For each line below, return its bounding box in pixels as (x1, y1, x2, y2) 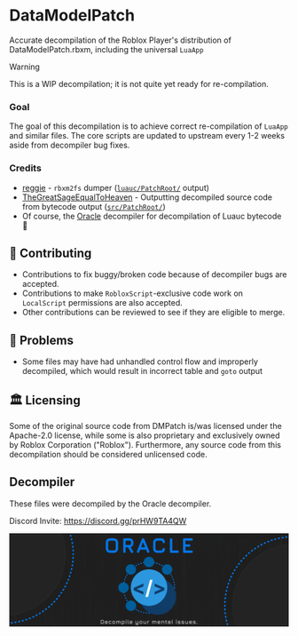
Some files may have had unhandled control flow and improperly (21, 356, 259, 367)
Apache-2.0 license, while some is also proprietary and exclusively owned (9, 430, 281, 441)
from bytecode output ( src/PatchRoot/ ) (21, 201, 166, 211)
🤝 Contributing (9, 245, 92, 260)
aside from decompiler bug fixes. (9, 139, 130, 151)
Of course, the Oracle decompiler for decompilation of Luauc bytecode (21, 211, 282, 221)
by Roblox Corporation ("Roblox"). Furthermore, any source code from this (9, 439, 282, 449)
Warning (9, 61, 40, 72)
